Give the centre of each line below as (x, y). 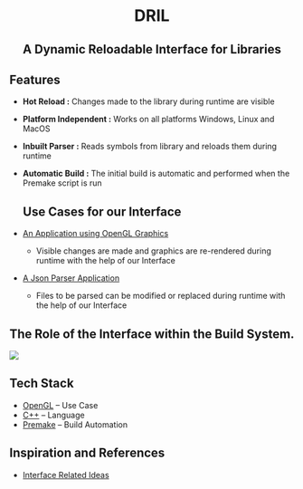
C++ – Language (53, 415)
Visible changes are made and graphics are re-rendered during (153, 251)
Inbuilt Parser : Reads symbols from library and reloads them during (150, 147)
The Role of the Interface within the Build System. (152, 334)
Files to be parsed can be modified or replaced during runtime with (161, 296)
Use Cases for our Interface (102, 211)
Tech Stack (42, 384)
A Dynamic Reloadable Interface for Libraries (152, 49)
